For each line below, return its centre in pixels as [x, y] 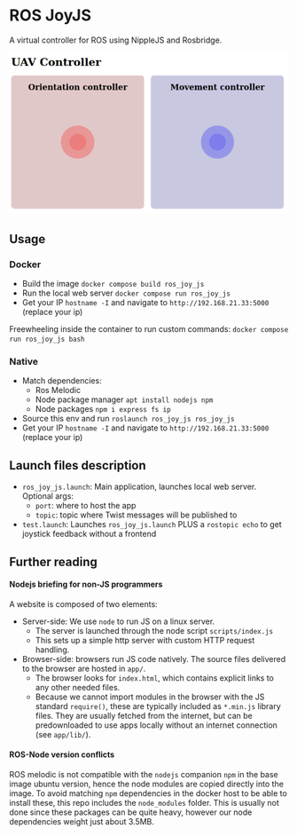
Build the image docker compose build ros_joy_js [113, 284]
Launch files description [78, 465]
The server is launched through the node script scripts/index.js [154, 630]
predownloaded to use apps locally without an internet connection [156, 725]
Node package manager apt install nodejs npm [124, 399]
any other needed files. [78, 687]
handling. [52, 650]
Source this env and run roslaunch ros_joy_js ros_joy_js [128, 419]
